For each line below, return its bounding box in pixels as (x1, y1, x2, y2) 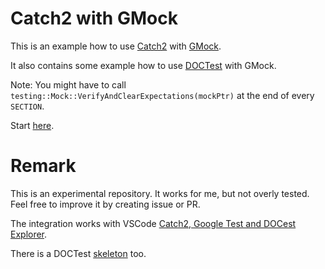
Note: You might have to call (10, 78, 127, 91)
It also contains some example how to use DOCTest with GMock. (10, 59, 277, 71)
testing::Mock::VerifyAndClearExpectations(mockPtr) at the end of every (10, 89, 315, 101)
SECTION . (10, 100, 45, 112)
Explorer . (10, 228, 48, 240)
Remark (10, 155, 77, 177)
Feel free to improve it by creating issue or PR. (10, 198, 201, 210)
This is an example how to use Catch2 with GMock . (10, 40, 222, 52)
